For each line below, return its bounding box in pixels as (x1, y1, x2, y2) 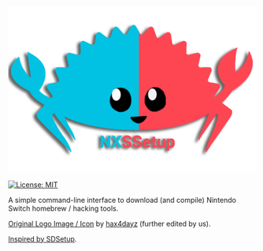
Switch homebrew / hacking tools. (8, 204, 119, 213)
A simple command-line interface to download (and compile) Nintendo (8, 195, 236, 204)
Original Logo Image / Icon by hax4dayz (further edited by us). (8, 219, 211, 228)
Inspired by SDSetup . (8, 234, 77, 243)
